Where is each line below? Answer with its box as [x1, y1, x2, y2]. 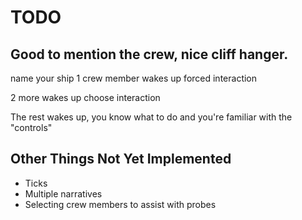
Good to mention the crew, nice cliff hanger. [10, 46, 289, 63]
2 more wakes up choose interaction [10, 92, 161, 103]
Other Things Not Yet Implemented [10, 151, 232, 168]
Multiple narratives [24, 187, 103, 200]
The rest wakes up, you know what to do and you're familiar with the [10, 111, 293, 123]
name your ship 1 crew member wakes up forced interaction [10, 72, 258, 84]
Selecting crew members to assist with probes [24, 198, 217, 210]
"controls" [10, 122, 53, 133]
